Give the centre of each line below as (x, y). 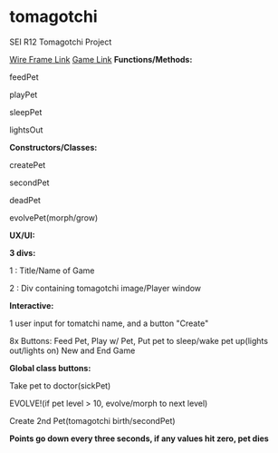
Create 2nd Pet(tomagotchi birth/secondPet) (92, 420)
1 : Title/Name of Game (52, 271)
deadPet (25, 200)
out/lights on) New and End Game (72, 350)
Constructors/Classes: (53, 147)
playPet (24, 94)
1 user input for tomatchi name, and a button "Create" (109, 323)
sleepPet (26, 112)
